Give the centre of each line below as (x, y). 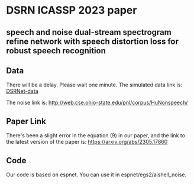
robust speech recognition (56, 51)
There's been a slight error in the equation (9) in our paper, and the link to (96, 135)
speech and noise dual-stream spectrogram (89, 32)
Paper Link (26, 121)
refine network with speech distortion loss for (92, 41)
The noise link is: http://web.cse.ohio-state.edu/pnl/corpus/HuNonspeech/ (97, 103)
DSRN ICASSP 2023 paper (72, 10)
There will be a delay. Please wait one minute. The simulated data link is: (94, 85)
